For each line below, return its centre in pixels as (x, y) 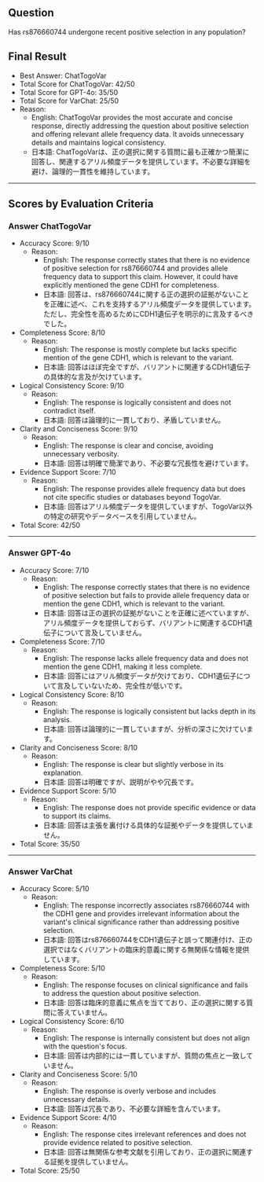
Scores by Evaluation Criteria (81, 204)
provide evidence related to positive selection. (117, 1142)
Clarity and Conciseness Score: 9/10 (79, 429)
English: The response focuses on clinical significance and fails (146, 985)
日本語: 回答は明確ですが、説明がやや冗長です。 (120, 782)
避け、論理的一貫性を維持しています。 (93, 171)
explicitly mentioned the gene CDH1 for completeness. (131, 285)
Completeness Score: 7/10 (62, 641)
